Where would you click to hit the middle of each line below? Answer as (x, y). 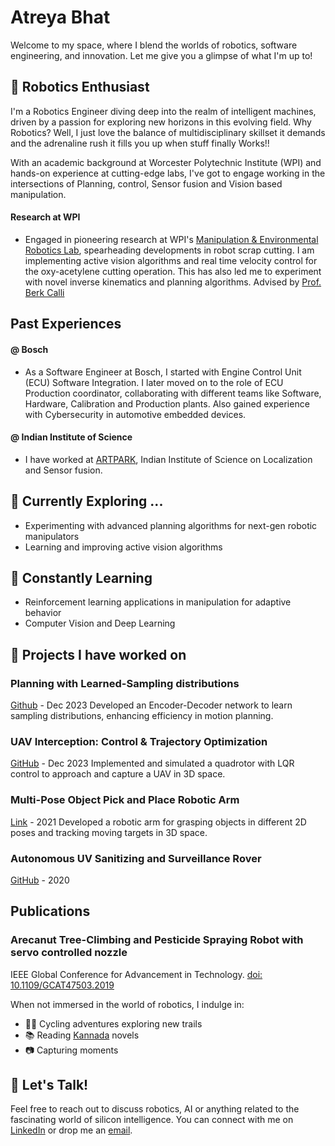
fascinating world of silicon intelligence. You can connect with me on (152, 1120)
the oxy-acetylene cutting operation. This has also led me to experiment (173, 271)
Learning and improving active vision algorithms (123, 547)
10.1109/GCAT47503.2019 (62, 985)
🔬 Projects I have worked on (98, 654)
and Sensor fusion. (63, 470)
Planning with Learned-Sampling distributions (125, 683)
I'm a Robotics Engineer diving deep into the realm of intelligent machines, (163, 111)
